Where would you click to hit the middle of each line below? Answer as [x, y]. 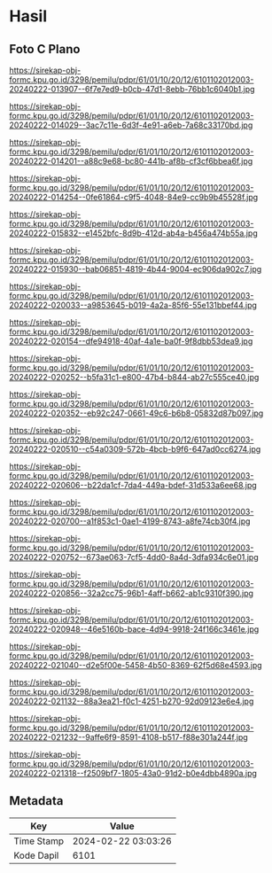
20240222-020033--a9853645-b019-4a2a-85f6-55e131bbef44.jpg [133, 305]
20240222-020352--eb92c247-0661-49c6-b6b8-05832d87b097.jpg [136, 413]
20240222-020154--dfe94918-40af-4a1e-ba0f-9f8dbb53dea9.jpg [131, 341]
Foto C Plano [45, 49]
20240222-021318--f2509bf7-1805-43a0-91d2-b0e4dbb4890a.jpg [133, 773]
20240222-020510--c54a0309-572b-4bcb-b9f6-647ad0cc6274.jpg [135, 449]
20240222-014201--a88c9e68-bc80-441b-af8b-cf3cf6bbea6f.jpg [131, 161]
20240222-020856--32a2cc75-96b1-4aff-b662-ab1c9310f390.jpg [132, 593]
